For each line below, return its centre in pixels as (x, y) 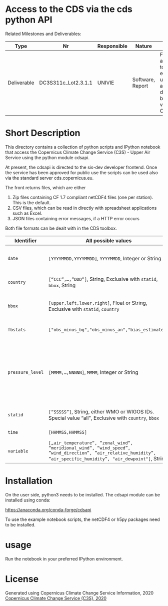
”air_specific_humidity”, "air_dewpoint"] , (100, 458)
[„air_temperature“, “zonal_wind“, (91, 443)
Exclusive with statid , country (84, 309)
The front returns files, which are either (45, 187)
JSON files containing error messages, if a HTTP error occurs (76, 218)
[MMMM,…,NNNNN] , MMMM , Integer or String (93, 372)
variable (18, 451)
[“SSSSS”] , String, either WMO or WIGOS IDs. (101, 411)
